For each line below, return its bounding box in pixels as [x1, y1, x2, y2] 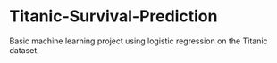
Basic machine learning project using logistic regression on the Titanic [9, 35, 268, 46]
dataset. [9, 44, 40, 55]
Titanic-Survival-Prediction [9, 6, 218, 27]
